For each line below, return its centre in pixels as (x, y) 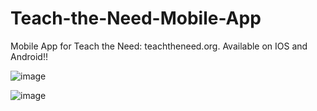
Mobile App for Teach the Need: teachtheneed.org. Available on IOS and (159, 46)
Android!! (29, 56)
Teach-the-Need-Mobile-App (136, 18)
